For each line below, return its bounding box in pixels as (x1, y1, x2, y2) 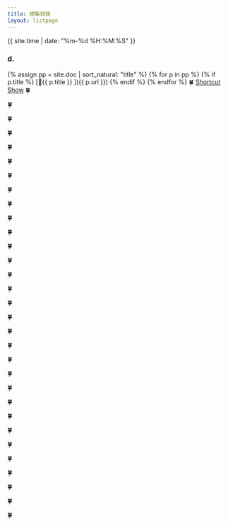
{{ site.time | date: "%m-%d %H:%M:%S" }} (7, 36, 136, 45)
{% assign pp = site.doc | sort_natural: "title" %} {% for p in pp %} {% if (7, 70, 216, 79)
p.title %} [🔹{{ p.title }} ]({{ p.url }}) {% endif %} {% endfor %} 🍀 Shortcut (7, 77, 221, 86)
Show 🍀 (7, 86, 30, 94)
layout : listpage (7, 17, 59, 24)
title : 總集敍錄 (7, 10, 51, 18)
